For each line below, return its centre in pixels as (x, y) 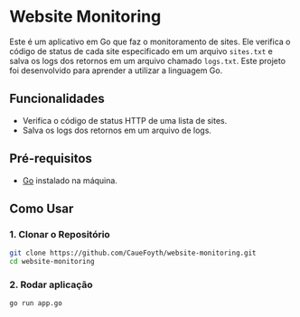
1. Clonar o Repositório (60, 234)
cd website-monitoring (52, 262)
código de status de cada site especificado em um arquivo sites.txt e (141, 51)
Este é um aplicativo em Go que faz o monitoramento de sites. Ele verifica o (150, 42)
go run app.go (36, 303)
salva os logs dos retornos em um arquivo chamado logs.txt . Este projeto (148, 61)
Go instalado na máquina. (70, 180)
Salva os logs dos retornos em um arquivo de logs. (117, 130)
